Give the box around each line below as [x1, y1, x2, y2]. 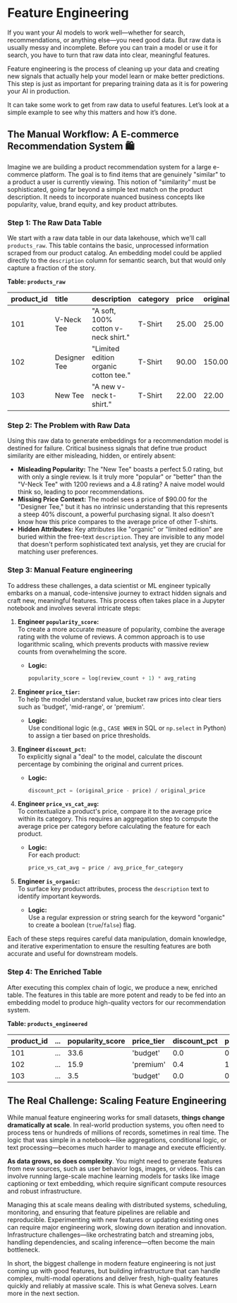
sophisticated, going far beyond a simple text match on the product [7, 185, 203, 193]
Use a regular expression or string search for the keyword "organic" [28, 913, 226, 922]
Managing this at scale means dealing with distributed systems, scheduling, [7, 1201, 228, 1209]
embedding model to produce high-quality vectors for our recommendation [7, 998, 226, 1006]
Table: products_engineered [7, 1019, 88, 1027]
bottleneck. [7, 1246, 40, 1254]
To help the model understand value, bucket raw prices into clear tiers [17, 695, 222, 703]
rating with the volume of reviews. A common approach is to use [17, 632, 205, 641]
